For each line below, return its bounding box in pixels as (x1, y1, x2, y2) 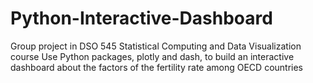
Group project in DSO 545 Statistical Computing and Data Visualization (10, 40, 302, 52)
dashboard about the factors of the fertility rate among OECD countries (10, 61, 304, 73)
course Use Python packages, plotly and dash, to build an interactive (10, 50, 295, 62)
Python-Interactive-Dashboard (10, 7, 273, 30)
